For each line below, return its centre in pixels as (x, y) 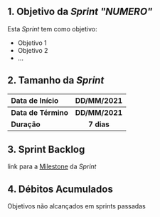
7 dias (99, 124)
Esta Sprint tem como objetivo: (52, 29)
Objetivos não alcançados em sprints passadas (76, 206)
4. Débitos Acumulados (60, 189)
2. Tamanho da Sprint (56, 80)
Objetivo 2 (33, 50)
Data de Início (35, 101)
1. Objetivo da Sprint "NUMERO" (80, 12)
